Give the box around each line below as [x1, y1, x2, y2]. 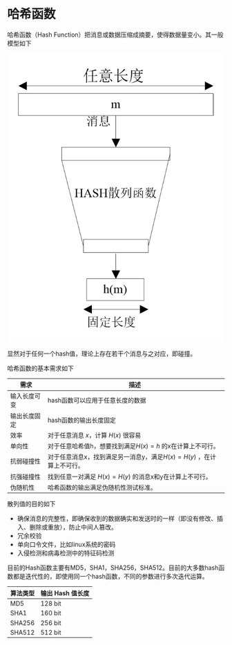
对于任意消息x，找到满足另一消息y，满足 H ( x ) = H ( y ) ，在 [47, 453, 211, 461]
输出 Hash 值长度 [40, 588, 90, 597]
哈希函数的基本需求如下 [7, 364, 74, 372]
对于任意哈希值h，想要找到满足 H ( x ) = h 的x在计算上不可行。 [47, 442, 220, 450]
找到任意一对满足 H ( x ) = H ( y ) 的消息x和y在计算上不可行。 [47, 472, 212, 481]
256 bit [40, 619, 61, 627]
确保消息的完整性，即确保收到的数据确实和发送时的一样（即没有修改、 [17, 514, 217, 523]
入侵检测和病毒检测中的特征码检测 [17, 549, 115, 557]
